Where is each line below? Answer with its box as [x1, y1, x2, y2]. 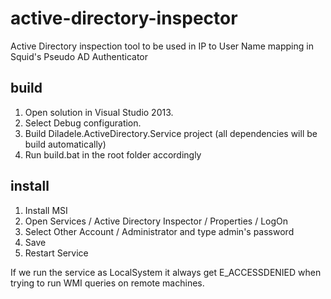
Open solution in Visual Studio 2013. [24, 106, 174, 118]
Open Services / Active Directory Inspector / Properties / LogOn [24, 215, 289, 227]
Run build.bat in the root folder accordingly [24, 148, 202, 161]
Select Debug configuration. [24, 117, 142, 129]
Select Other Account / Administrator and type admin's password [24, 225, 295, 237]
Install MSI [24, 204, 68, 216]
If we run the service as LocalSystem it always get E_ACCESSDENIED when [10, 266, 322, 278]
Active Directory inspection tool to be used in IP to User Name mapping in [10, 40, 314, 52]
